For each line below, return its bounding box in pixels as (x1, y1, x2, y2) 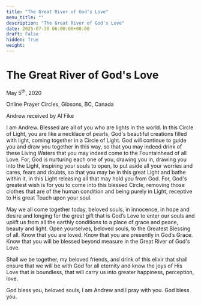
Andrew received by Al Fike (6, 112, 74, 120)
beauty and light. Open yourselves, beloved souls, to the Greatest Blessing (6, 225, 191, 232)
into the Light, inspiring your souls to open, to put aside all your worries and (6, 162, 193, 170)
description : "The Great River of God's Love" (6, 20, 125, 26)
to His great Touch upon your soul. (6, 194, 92, 201)
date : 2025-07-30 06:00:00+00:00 (6, 25, 90, 32)
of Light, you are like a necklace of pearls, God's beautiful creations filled (6, 130, 187, 138)
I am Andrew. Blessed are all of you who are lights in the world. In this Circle (6, 124, 194, 131)
